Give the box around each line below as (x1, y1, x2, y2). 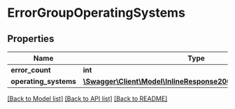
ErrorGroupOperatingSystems (7, 5, 185, 21)
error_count (10, 65, 51, 75)
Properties (7, 33, 55, 45)
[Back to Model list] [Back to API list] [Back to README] (7, 94, 168, 103)
